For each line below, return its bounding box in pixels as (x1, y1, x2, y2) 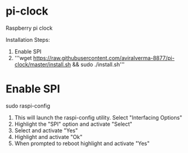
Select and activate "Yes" (14, 126, 78, 134)
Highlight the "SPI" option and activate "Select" (14, 120, 132, 127)
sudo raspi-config (5, 102, 51, 109)
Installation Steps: (5, 36, 50, 43)
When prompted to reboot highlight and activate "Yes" (14, 140, 150, 147)
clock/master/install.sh (14, 61, 71, 68)
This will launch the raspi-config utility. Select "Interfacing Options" (14, 114, 183, 121)
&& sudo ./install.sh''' (72, 61, 125, 68)
